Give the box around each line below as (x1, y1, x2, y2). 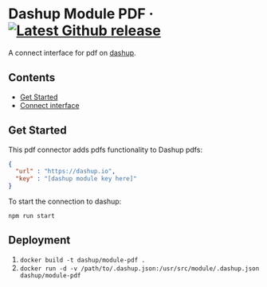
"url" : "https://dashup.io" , (15, 168, 116, 176)
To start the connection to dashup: (8, 196, 122, 207)
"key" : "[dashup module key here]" (15, 175, 137, 183)
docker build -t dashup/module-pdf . (19, 256, 146, 264)
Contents (8, 71, 56, 84)
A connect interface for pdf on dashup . (8, 48, 137, 57)
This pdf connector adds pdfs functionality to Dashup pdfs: (8, 145, 203, 154)
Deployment (8, 234, 71, 247)
